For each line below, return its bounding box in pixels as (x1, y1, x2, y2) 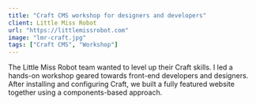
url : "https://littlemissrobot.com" (8, 26, 129, 34)
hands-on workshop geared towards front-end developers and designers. (8, 71, 249, 81)
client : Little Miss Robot (8, 19, 97, 27)
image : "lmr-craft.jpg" (8, 33, 87, 42)
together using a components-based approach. (8, 88, 163, 97)
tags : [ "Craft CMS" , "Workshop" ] (8, 41, 119, 49)
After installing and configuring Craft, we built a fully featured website (8, 80, 235, 89)
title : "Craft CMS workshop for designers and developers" (8, 11, 207, 20)
